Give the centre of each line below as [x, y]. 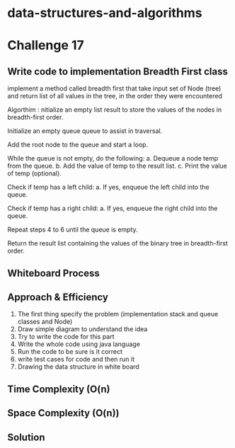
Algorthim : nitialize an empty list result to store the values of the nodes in [115, 110]
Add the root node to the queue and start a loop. [78, 145]
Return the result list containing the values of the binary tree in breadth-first [117, 243]
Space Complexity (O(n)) [63, 413]
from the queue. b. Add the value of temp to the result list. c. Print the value [117, 166]
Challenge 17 [46, 46]
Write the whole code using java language [79, 344]
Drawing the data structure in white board [78, 367]
